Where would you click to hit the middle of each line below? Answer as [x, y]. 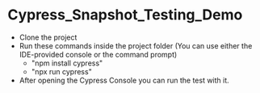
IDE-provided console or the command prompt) [98, 54]
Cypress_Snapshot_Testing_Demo [125, 15]
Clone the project [48, 37]
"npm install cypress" [67, 63]
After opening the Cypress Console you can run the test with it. [124, 80]
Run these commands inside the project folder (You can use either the [136, 45]
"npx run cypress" [61, 71]
